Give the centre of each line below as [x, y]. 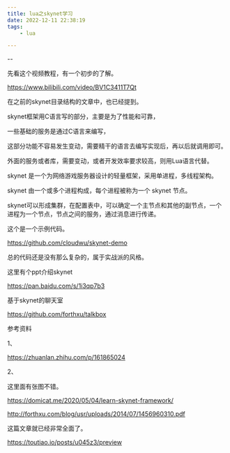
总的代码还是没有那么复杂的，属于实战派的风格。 [77, 257]
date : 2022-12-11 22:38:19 [46, 20]
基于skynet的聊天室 [35, 300]
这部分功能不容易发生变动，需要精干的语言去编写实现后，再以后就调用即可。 [117, 146]
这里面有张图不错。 [35, 387]
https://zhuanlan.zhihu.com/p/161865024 [66, 358]
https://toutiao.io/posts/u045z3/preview [64, 443]
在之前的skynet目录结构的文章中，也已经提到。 [75, 102]
